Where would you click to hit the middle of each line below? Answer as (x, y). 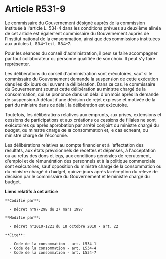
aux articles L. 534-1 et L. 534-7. (38, 43)
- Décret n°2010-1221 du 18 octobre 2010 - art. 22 (64, 226)
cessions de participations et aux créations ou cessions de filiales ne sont (81, 120)
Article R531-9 (35, 9)
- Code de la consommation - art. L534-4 (53, 248)
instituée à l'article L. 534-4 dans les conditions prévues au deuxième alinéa (83, 28)
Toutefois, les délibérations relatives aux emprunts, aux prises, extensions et (83, 114)
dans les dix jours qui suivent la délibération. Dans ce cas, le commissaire (80, 84)
